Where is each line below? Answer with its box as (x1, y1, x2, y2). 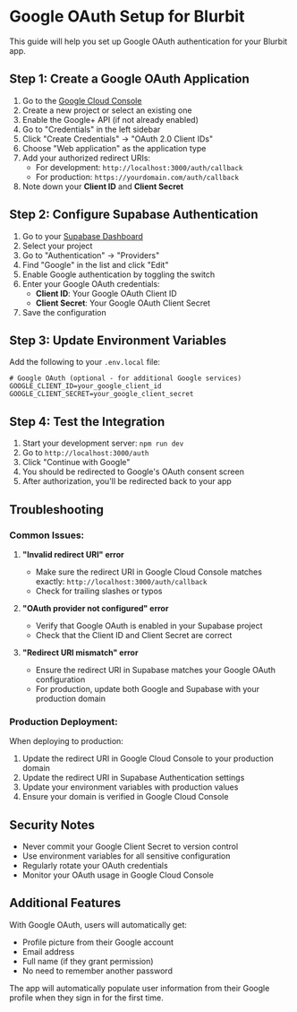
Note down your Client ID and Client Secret (21, 181, 184, 192)
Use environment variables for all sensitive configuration (21, 850, 231, 861)
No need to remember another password (21, 965, 173, 976)
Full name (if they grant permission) (21, 956, 154, 966)
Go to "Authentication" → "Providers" (21, 249, 160, 261)
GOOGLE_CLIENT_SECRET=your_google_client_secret (9, 390, 194, 399)
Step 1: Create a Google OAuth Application (9, 72, 250, 87)
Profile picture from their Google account (21, 937, 174, 947)
